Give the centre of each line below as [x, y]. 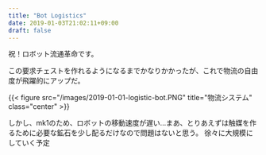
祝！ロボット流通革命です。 [53, 54]
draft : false [30, 30]
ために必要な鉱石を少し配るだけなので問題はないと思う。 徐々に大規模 [131, 133]
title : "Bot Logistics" [48, 15]
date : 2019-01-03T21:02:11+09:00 [64, 23]
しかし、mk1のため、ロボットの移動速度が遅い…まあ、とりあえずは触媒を [129, 123]
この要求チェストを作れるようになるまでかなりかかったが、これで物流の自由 [133, 71]
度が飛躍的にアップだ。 [46, 81]
